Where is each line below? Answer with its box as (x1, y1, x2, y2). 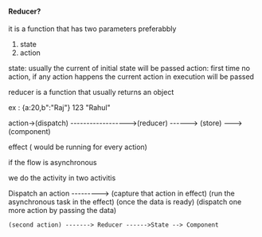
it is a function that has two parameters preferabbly (8, 24, 177, 34)
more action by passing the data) (8, 206, 117, 215)
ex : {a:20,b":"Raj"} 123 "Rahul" (8, 103, 111, 113)
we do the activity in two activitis (8, 173, 116, 183)
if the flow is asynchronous (8, 158, 97, 168)
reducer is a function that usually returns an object (8, 88, 174, 97)
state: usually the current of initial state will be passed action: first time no (8, 64, 251, 73)
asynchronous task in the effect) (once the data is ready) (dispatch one (8, 197, 242, 207)
